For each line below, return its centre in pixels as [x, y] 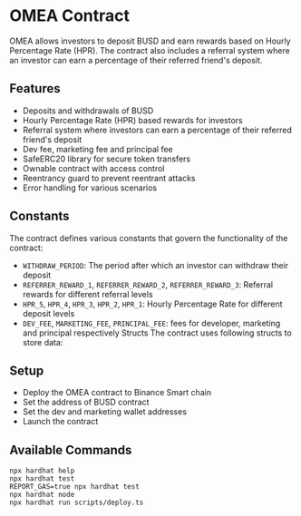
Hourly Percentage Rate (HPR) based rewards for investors [132, 120]
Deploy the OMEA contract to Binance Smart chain [117, 393]
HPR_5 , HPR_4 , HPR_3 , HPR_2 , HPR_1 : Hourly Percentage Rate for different [152, 304]
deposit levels [49, 313]
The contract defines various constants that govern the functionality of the [149, 238]
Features [35, 88]
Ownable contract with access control [93, 168]
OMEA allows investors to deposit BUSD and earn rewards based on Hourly [150, 41]
